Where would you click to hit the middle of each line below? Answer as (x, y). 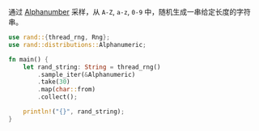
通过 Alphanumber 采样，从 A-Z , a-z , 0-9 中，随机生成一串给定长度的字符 (129, 12)
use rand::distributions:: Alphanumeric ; (78, 44)
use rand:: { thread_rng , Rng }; (59, 37)
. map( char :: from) (66, 90)
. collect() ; (58, 97)
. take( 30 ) (54, 82)
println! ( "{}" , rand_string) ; (74, 112)
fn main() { (28, 59)
